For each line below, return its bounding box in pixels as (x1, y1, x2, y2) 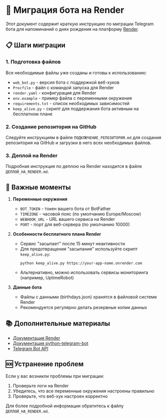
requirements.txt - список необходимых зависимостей (12, 100, 130, 106)
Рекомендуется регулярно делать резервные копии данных (20, 305, 147, 311)
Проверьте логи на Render (12, 382, 69, 388)
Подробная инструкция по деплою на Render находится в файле (5, 163, 142, 169)
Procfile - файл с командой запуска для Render (12, 84, 114, 91)
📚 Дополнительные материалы (5, 319, 111, 328)
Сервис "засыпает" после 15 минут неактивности (20, 241, 125, 247)
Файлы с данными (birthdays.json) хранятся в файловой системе (20, 294, 157, 300)
